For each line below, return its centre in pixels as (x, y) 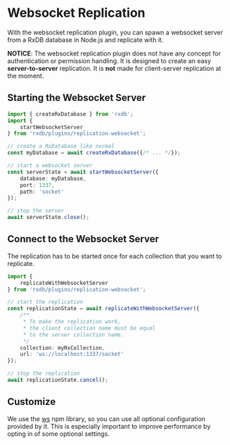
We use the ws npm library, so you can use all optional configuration (107, 418)
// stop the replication (44, 373)
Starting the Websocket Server (77, 98)
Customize (32, 402)
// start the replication (45, 302)
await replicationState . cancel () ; (58, 380)
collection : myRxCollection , (63, 348)
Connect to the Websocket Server (83, 239)
